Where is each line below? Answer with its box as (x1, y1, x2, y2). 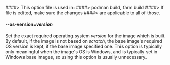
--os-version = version (5, 21, 53, 27)
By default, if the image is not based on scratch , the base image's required (5, 38, 162, 44)
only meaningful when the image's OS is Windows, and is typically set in (5, 49, 158, 55)
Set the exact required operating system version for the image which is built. (5, 32, 166, 39)
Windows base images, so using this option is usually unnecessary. (5, 54, 147, 60)
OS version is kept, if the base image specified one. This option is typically (5, 43, 162, 50)
